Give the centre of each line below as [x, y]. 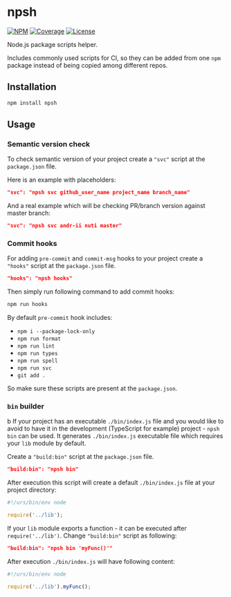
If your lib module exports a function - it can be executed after [97, 529]
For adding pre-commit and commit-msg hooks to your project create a [105, 258]
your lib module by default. [47, 444]
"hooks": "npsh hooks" [40, 278]
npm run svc [34, 368]
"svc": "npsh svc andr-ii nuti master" [65, 226]
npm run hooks [28, 305]
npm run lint [36, 346]
